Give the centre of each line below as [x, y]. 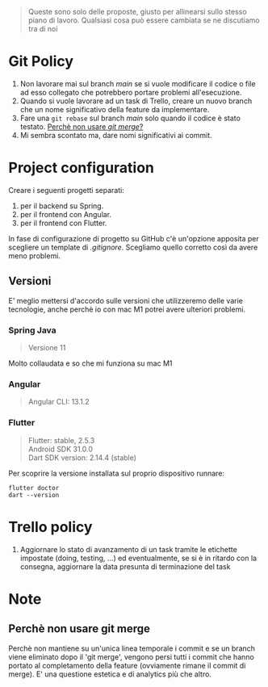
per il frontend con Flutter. [63, 223]
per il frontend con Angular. [65, 214]
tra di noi [43, 29]
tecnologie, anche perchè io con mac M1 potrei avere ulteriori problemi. [127, 309]
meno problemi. [34, 256]
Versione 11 [47, 347]
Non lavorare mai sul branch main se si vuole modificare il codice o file [138, 83]
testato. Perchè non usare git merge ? [82, 126]
